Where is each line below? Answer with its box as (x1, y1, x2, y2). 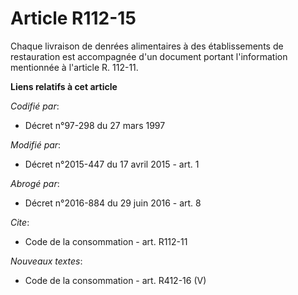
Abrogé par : (10, 177, 60, 189)
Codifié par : (10, 100, 60, 112)
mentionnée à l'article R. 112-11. (10, 61, 139, 73)
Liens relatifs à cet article (10, 80, 118, 92)
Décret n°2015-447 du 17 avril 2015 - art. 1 (24, 158, 200, 170)
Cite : (10, 216, 30, 228)
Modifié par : (10, 138, 62, 151)
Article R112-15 (10, 7, 137, 30)
